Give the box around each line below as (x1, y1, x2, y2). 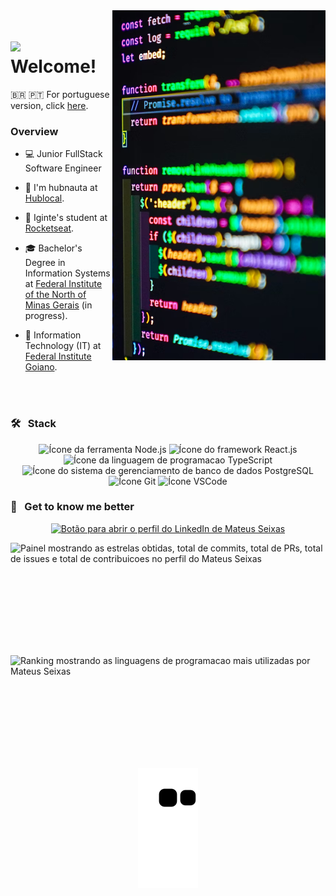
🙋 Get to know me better (10, 500, 135, 514)
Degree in (24, 257, 66, 269)
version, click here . (10, 99, 89, 111)
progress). (24, 310, 68, 322)
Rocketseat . (24, 222, 75, 234)
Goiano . (24, 361, 58, 373)
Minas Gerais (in (24, 299, 93, 311)
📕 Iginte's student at (24, 212, 108, 224)
